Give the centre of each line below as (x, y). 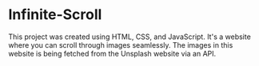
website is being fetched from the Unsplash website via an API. (112, 53)
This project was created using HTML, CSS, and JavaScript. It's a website (130, 37)
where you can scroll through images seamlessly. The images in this (121, 45)
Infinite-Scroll (55, 15)
